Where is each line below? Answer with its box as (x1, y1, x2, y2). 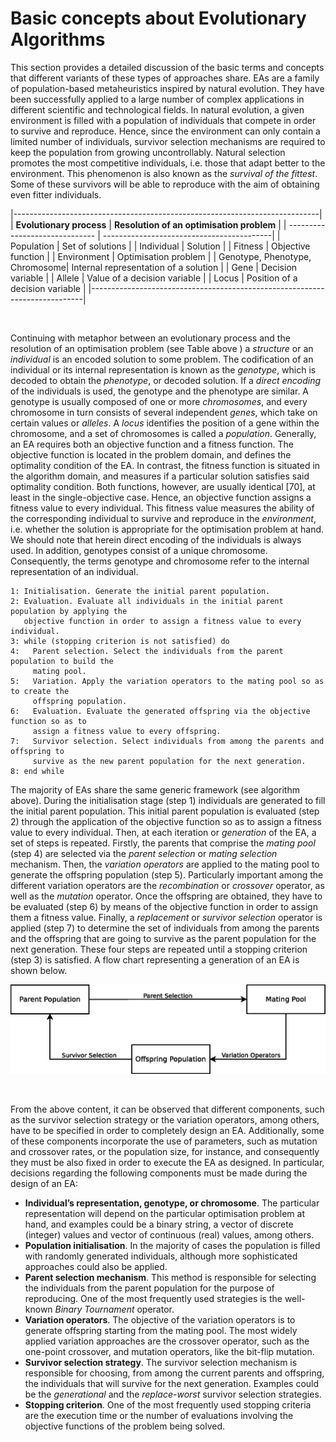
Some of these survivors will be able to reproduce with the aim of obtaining (10, 178, 320, 190)
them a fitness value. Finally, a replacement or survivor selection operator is (10, 911, 323, 923)
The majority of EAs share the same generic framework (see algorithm (10, 783, 300, 796)
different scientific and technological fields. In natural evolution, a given (10, 103, 305, 116)
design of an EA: (10, 1178, 79, 1190)
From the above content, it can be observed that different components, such (10, 1103, 325, 1116)
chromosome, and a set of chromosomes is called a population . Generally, (10, 427, 317, 439)
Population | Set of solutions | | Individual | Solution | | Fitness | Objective (10, 240, 311, 252)
